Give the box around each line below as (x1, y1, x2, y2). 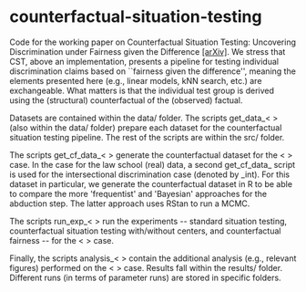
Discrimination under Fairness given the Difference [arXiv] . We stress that (9, 46, 286, 57)
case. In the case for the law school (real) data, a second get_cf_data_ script (9, 159, 296, 170)
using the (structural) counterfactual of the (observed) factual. (9, 94, 243, 106)
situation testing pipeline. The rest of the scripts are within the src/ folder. (9, 131, 285, 142)
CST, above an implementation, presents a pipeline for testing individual (9, 56, 280, 67)
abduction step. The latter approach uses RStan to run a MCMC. (9, 198, 250, 209)
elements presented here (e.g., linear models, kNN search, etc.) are (9, 75, 262, 86)
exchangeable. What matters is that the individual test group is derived (9, 85, 275, 96)
